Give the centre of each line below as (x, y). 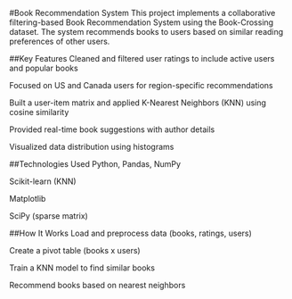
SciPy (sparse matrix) (49, 216)
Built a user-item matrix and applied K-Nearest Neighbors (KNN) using (138, 103)
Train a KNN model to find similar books (82, 268)
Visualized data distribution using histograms (92, 147)
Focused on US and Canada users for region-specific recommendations (141, 85)
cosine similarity (39, 112)
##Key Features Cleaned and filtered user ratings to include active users (142, 58)
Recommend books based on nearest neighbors (97, 285)
